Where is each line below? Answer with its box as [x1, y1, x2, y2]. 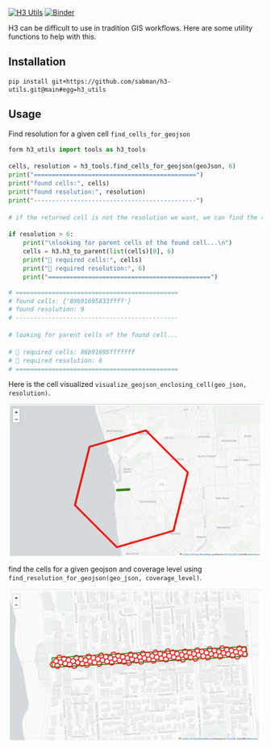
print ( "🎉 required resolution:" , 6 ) [23, 264, 147, 272]
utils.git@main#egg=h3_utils [8, 85, 106, 93]
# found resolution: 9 [8, 305, 85, 314]
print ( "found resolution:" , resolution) [8, 188, 147, 196]
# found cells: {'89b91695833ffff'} [8, 297, 131, 305]
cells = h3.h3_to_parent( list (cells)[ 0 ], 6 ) [23, 247, 175, 256]
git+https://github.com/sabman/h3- [51, 77, 172, 85]
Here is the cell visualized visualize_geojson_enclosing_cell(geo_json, [8, 380, 248, 389]
